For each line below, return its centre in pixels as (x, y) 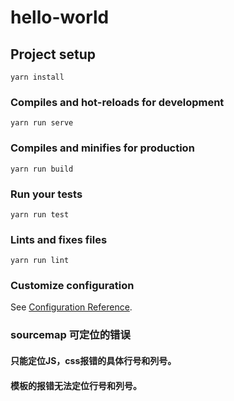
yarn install (37, 77)
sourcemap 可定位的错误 (70, 335)
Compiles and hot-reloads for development (117, 102)
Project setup (53, 54)
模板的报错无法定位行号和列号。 (76, 385)
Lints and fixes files (59, 239)
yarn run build (42, 169)
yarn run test (40, 214)
